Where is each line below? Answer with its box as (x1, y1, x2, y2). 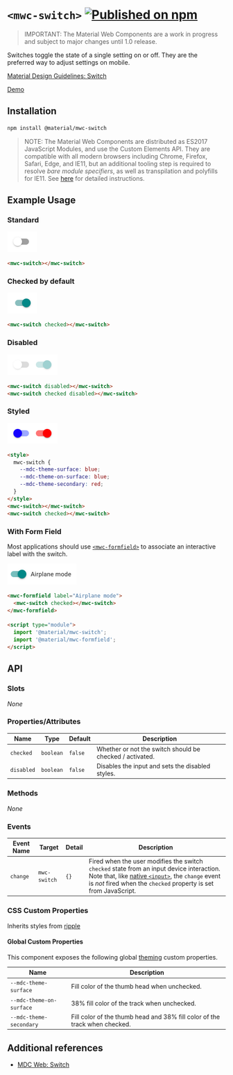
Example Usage (7, 195, 76, 207)
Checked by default (7, 277, 75, 286)
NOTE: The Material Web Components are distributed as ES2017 (24, 137, 208, 145)
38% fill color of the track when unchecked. (71, 999, 196, 1008)
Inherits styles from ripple (7, 921, 81, 930)
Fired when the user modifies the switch (89, 857, 203, 865)
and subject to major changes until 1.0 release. (24, 37, 157, 45)
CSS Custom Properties (7, 906, 89, 916)
